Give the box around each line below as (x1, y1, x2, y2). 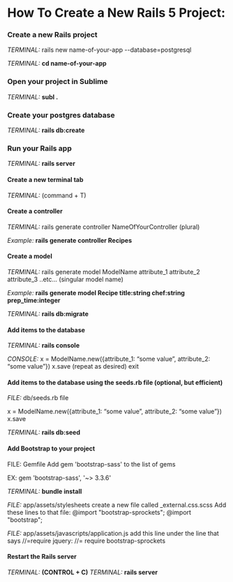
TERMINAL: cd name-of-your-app (7, 59, 107, 68)
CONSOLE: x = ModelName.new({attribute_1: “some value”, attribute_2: (7, 355, 211, 363)
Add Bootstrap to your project (7, 444, 96, 453)
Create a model (7, 252, 52, 260)
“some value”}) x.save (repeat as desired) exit (7, 362, 140, 371)
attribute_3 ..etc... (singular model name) (7, 275, 124, 283)
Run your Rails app (7, 143, 72, 153)
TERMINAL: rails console (7, 341, 80, 350)
